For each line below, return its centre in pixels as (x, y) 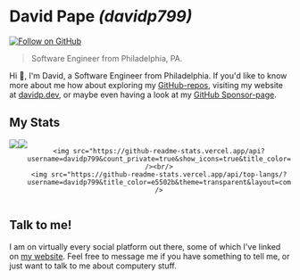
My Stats (35, 123)
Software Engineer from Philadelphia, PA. (107, 58)
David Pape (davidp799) (101, 16)
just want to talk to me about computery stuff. (93, 266)
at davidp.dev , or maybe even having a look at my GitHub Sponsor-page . (143, 95)
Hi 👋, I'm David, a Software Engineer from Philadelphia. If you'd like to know (148, 75)
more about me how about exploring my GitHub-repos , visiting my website (146, 85)
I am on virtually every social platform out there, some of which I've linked (145, 246)
